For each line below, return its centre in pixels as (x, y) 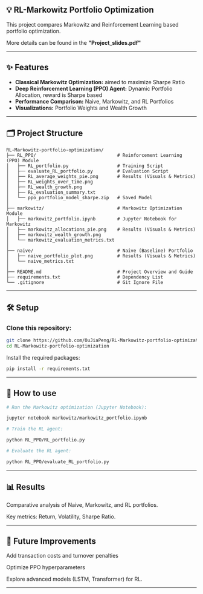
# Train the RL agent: (35, 429)
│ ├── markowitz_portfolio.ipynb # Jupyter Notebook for (92, 219)
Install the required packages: (43, 357)
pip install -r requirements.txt (48, 369)
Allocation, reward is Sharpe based (59, 95)
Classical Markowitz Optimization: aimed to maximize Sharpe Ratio (100, 82)
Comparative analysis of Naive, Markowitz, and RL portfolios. (82, 504)
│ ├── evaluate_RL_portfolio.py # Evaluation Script (88, 171)
